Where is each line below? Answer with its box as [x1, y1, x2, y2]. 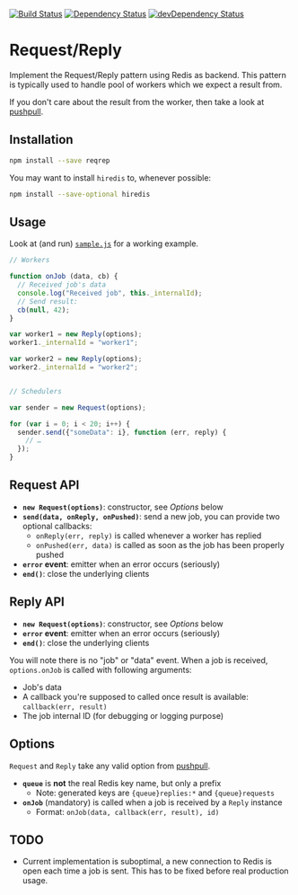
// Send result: [17, 297, 78, 306]
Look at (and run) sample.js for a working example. [9, 238, 199, 249]
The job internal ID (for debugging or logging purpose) [22, 710, 224, 721]
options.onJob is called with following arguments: [9, 664, 192, 675]
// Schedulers [9, 386, 63, 395]
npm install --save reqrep [9, 155, 110, 165]
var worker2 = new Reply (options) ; [9, 355, 143, 364]
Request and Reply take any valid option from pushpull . [9, 760, 211, 771]
